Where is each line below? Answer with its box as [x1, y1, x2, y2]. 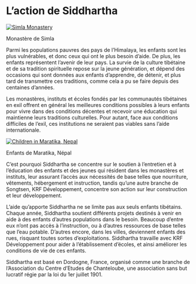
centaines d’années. [6, 83, 55, 91]
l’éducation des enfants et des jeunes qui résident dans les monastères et [6, 166, 184, 174]
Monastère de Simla [6, 35, 55, 42]
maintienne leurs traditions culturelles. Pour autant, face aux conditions [6, 113, 178, 121]
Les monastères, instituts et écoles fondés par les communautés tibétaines [6, 95, 187, 102]
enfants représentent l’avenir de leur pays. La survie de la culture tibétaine [6, 59, 186, 66]
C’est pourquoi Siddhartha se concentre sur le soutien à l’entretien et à [6, 161, 177, 168]
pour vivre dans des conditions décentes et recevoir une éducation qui [6, 108, 177, 115]
